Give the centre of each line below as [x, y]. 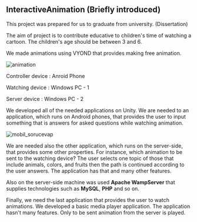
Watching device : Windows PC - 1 [48, 87]
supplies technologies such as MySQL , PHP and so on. [73, 188]
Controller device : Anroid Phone [46, 76]
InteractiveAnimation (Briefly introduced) [83, 10]
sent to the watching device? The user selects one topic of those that [90, 158]
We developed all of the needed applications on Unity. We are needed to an [98, 110]
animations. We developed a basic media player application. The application [98, 206]
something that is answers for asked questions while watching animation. [95, 123]
